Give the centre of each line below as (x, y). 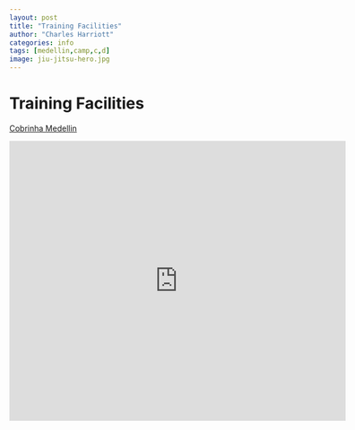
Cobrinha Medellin (43, 128)
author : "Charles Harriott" (62, 34)
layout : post (34, 17)
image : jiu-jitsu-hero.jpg (60, 59)
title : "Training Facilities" (66, 26)
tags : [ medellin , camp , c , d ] (60, 51)
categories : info (42, 43)
